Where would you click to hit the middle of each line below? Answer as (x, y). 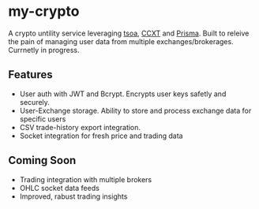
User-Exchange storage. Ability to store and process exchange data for (135, 110)
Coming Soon (42, 160)
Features (30, 75)
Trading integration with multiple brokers (86, 179)
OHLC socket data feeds (60, 188)
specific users (43, 119)
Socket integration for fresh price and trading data (101, 136)
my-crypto (44, 11)
